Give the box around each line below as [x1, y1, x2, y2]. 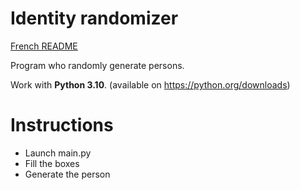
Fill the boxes [24, 157, 80, 169]
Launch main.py [24, 147, 92, 159]
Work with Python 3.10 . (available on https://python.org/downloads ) [10, 78, 291, 91]
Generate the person [24, 168, 111, 180]
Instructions [10, 114, 114, 137]
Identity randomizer [10, 7, 179, 30]
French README [10, 40, 78, 52]
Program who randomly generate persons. [10, 59, 185, 71]
